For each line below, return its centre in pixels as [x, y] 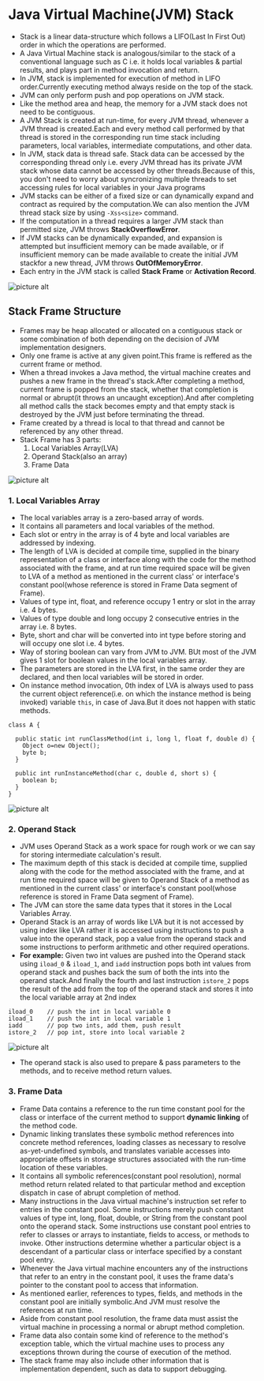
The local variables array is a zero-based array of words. [112, 518]
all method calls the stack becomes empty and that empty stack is [127, 406]
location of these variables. [64, 1167]
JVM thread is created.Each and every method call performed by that [132, 129]
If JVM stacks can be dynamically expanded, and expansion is [121, 238]
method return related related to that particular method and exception [132, 1184]
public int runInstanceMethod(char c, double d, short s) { [116, 774]
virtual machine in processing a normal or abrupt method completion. [132, 1327]
